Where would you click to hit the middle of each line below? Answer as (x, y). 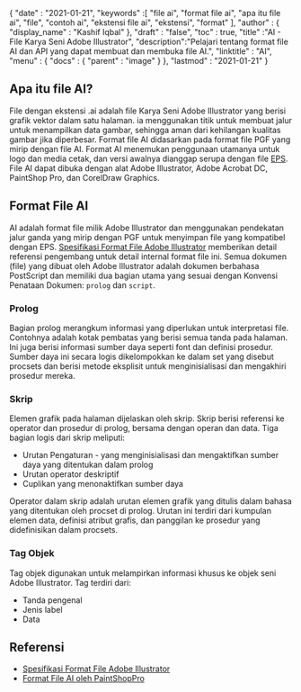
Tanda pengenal (52, 600)
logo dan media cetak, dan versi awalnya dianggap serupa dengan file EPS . (149, 158)
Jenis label (42, 609)
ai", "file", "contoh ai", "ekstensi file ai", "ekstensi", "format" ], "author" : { (145, 22)
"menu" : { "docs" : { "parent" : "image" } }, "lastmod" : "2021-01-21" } (139, 61)
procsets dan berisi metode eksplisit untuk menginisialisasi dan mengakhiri (148, 366)
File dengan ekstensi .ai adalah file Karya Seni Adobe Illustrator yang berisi (147, 111)
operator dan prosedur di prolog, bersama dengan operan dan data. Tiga (144, 428)
